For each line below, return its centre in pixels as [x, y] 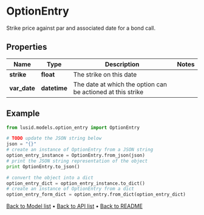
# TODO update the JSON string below [54, 138]
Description [122, 64]
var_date [22, 88]
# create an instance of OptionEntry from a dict [70, 189]
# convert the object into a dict [50, 177]
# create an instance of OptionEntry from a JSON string [80, 150]
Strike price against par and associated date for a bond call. [81, 28]
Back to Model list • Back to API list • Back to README [74, 206]
